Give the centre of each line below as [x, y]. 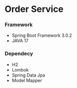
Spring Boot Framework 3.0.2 [42, 35]
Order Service [34, 9]
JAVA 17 [20, 41]
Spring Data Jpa [28, 75]
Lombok [20, 70]
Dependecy [19, 54]
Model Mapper [27, 80]
